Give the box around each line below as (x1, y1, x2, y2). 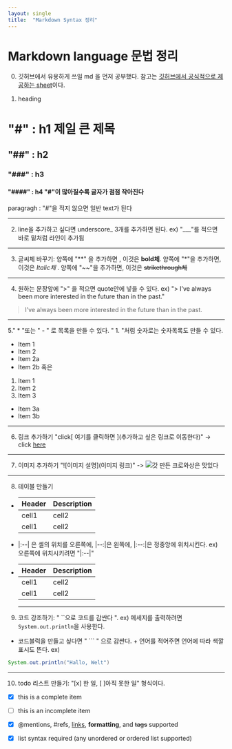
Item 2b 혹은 (17, 363, 53, 371)
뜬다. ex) (36, 646, 61, 654)
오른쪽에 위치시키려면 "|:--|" (17, 549, 94, 557)
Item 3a (17, 404, 40, 413)
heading (17, 94, 42, 103)
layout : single (8, 10, 52, 17)
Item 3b (17, 412, 40, 420)
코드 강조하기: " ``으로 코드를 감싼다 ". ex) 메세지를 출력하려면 (17, 614, 183, 622)
